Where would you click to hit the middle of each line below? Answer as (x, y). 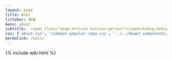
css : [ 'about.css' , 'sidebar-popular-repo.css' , (58, 34)
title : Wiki (18, 15)
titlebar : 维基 (21, 19)
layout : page (19, 10)
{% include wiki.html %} (31, 53)
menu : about (18, 24)
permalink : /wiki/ (25, 39)
